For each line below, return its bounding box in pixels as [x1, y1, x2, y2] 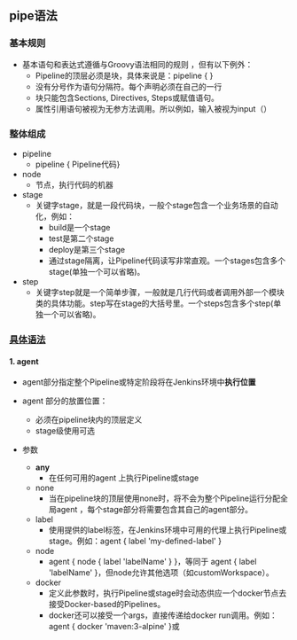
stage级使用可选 [35, 425, 96, 436]
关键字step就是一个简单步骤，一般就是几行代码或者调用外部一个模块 [35, 286, 285, 297]
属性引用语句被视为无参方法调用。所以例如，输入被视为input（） [35, 103, 272, 113]
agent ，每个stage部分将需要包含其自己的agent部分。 [56, 504, 253, 515]
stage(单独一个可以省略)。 [48, 266, 145, 277]
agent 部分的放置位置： [21, 395, 108, 406]
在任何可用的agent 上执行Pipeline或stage [48, 472, 199, 483]
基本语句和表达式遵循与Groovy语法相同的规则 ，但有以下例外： [21, 59, 254, 69]
